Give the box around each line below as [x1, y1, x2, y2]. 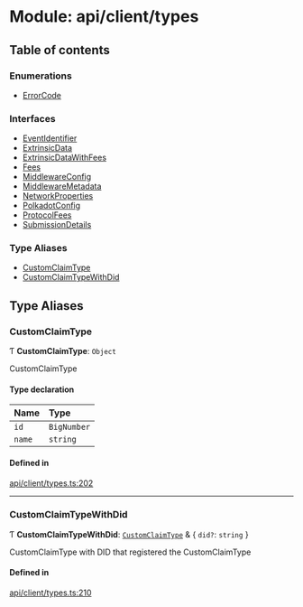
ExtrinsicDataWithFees [22, 152, 106, 163]
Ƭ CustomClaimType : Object [9, 346, 117, 357]
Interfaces [9, 112, 56, 125]
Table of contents [9, 42, 110, 58]
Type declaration [9, 384, 75, 395]
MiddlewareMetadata [22, 181, 102, 191]
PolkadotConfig [22, 201, 81, 211]
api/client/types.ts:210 [9, 587, 92, 598]
